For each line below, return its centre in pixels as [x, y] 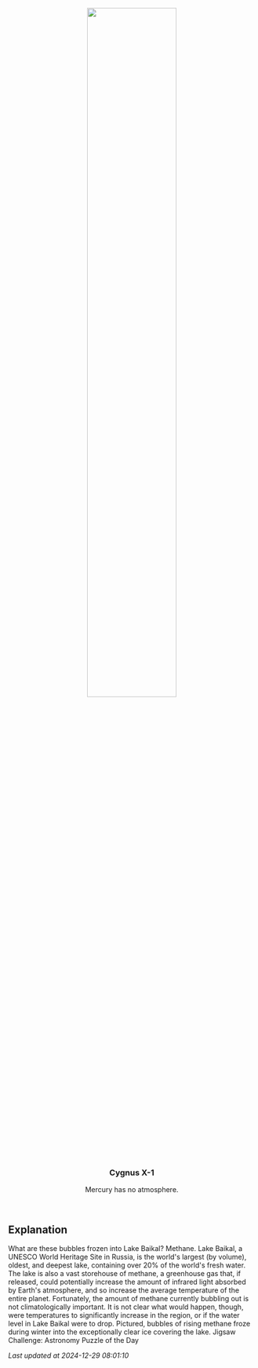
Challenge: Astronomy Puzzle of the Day [74, 1341]
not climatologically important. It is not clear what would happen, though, [126, 1307]
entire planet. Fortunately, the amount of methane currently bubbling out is [129, 1299]
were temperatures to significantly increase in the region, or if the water [124, 1315]
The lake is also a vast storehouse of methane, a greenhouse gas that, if [125, 1274]
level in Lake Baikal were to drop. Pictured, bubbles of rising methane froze [129, 1324]
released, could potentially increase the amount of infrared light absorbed [127, 1282]
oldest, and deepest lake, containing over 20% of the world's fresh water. [127, 1265]
